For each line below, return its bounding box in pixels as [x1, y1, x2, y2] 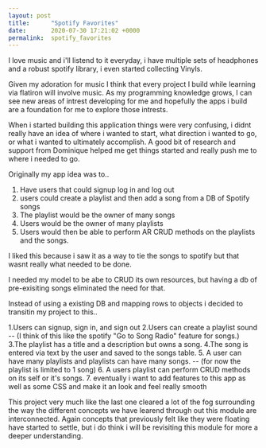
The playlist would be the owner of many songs [19, 210, 175, 220]
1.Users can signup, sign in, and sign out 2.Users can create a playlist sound [8, 323, 258, 333]
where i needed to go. [8, 154, 80, 164]
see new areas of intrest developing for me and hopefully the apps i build [8, 96, 248, 106]
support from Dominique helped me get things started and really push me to [8, 146, 257, 155]
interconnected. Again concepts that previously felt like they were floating [8, 415, 250, 424]
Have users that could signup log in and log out [19, 185, 175, 195]
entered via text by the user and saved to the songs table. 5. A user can [8, 348, 242, 358]
